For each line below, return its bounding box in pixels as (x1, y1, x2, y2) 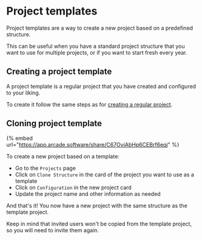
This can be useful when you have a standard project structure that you (6, 42, 185, 50)
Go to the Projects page (15, 164, 76, 172)
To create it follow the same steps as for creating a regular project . (6, 101, 173, 108)
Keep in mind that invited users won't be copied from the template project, (6, 220, 192, 227)
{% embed (6, 135, 33, 142)
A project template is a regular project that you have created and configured (6, 82, 196, 90)
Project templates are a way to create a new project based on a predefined (6, 24, 193, 32)
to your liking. (6, 89, 41, 96)
